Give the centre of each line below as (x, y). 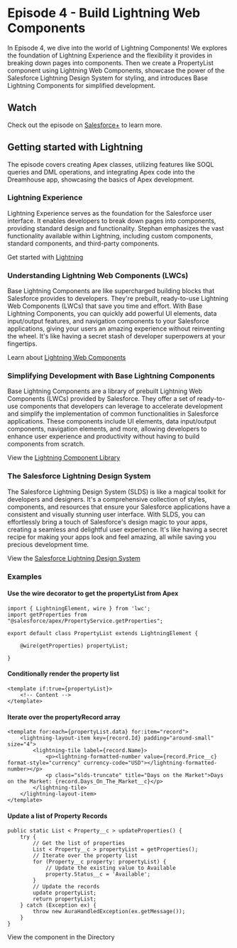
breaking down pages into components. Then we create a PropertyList (111, 62)
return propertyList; (65, 899)
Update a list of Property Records (57, 816)
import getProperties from (47, 614)
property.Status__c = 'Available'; (98, 874)
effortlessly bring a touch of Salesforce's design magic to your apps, (108, 522)
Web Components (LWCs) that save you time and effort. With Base (105, 306)
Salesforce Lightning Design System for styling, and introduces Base (108, 78)
